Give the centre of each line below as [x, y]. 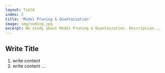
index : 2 [14, 14]
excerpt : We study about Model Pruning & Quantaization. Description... [83, 28]
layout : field [20, 10]
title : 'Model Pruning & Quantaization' [48, 19]
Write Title [22, 49]
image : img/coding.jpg [29, 24]
